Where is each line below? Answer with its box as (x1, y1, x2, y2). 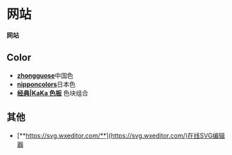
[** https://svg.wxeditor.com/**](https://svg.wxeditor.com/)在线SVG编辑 (16, 131, 225, 140)
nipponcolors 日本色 (16, 80, 76, 88)
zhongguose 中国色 (16, 71, 74, 79)
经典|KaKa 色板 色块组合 (16, 88, 89, 97)
